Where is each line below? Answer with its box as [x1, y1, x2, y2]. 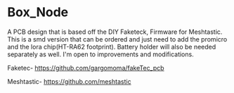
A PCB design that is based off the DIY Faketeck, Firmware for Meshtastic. [7, 27, 223, 36]
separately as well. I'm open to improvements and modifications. [7, 50, 195, 58]
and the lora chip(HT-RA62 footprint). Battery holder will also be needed [7, 42, 216, 51]
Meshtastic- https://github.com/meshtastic [7, 77, 131, 85]
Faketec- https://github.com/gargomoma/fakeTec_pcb [7, 63, 164, 72]
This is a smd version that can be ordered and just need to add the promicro [7, 35, 228, 43]
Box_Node [7, 4, 69, 20]
